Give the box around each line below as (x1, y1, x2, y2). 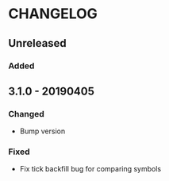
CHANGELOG (8, 5, 98, 23)
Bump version (19, 126, 66, 136)
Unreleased (8, 37, 67, 50)
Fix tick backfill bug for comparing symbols (19, 164, 162, 174)
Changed (8, 108, 45, 119)
